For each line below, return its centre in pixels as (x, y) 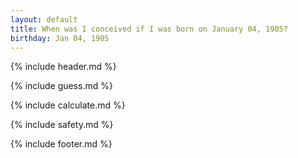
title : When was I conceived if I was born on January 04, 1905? (149, 29)
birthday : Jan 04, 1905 (60, 38)
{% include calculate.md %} (68, 105)
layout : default (44, 19)
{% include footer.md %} (61, 144)
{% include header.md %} (63, 67)
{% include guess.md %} (61, 86)
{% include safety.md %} (62, 125)
